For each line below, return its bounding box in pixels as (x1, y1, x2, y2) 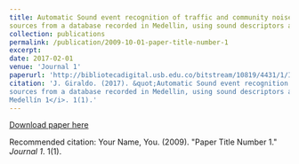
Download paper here (9, 120, 89, 130)
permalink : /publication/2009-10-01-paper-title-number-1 (9, 37, 229, 47)
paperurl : (9, 71, 46, 80)
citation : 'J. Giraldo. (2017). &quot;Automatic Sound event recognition (9, 79, 289, 88)
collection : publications (9, 29, 105, 38)
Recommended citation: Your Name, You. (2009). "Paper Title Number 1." (9, 137, 278, 147)
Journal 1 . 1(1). (9, 146, 62, 157)
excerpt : (9, 46, 42, 55)
